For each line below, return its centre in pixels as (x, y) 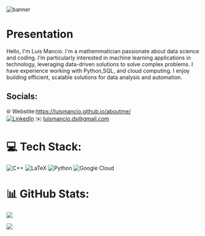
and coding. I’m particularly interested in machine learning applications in (99, 58)
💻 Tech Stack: (44, 147)
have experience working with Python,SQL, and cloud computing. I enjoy (98, 70)
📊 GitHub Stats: (48, 194)
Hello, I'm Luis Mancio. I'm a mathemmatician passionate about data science (103, 51)
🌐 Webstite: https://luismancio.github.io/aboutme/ (69, 111)
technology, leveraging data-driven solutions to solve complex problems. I (100, 64)
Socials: (22, 97)
